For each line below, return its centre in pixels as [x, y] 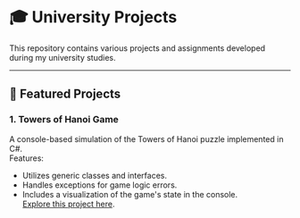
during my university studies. [62, 57]
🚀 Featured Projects [65, 94]
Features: [27, 158]
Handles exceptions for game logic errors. [100, 185]
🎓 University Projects [93, 17]
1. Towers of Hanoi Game [64, 120]
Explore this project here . [68, 204]
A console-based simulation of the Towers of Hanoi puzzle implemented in [146, 138]
